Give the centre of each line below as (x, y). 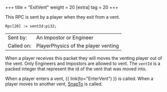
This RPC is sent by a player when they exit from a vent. (63, 17)
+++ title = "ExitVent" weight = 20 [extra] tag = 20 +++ (62, 7)
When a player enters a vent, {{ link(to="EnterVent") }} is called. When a (79, 78)
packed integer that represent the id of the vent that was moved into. (76, 69)
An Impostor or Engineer (65, 37)
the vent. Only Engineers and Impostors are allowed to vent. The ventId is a (83, 63)
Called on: (19, 46)
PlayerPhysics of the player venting (77, 46)
